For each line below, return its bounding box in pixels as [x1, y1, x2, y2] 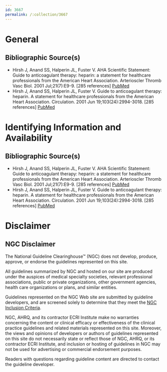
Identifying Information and [5, 121, 121, 133]
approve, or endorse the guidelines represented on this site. [5, 258, 128, 264]
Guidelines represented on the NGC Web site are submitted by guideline [5, 294, 153, 300]
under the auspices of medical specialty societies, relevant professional [5, 273, 153, 279]
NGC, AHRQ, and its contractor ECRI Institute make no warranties [5, 314, 139, 320]
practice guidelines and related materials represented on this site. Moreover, [5, 325, 162, 331]
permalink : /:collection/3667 [5, 12, 68, 17]
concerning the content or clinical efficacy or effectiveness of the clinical [5, 319, 156, 325]
